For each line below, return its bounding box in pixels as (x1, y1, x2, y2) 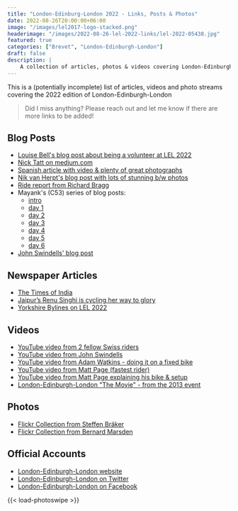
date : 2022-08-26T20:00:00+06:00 (7, 17, 106, 24)
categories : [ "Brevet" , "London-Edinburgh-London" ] (7, 43, 163, 50)
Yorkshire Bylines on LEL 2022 (17, 303, 108, 312)
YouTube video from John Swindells (17, 351, 123, 359)
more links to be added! (24, 111, 94, 120)
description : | (7, 57, 52, 64)
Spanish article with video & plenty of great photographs (17, 166, 183, 175)
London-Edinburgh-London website (17, 466, 123, 476)
